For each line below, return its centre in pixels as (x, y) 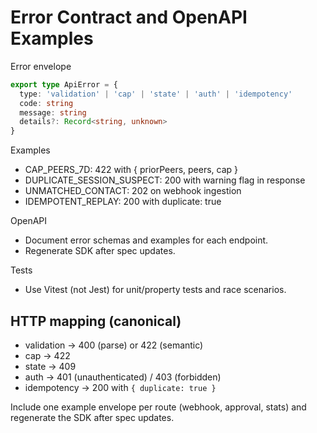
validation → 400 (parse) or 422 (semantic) (114, 345)
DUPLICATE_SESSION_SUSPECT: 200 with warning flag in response (165, 180)
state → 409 (50, 366)
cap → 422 (47, 355)
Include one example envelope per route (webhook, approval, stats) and (158, 407)
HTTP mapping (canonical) (96, 321)
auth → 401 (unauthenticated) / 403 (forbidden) (123, 377)
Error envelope (41, 66)
